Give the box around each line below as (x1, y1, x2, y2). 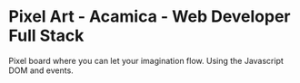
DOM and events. (8, 65, 74, 76)
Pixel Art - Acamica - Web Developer (8, 6, 292, 27)
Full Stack (8, 25, 85, 46)
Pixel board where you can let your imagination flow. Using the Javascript (8, 55, 284, 66)
